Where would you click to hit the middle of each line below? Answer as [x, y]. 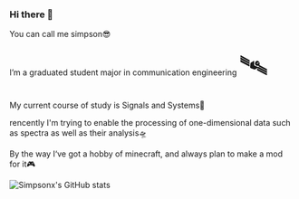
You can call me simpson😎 [60, 34]
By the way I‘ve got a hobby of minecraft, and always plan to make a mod [146, 154]
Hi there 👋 [32, 14]
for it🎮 [23, 164]
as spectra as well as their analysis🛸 [78, 133]
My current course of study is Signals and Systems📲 [107, 105]
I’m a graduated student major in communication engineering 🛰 [139, 66]
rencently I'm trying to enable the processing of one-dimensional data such [150, 123]
